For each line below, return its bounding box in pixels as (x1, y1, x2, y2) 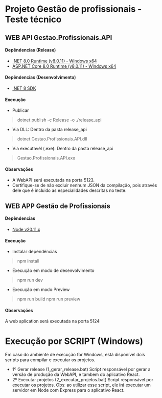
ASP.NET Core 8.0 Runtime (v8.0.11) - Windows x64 (12, 63, 116, 69)
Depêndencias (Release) (5, 47, 56, 53)
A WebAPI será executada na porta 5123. (12, 177, 95, 183)
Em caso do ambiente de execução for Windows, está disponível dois (5, 352, 145, 358)
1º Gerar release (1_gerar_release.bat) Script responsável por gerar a (12, 367, 151, 372)
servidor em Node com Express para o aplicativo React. (12, 387, 125, 393)
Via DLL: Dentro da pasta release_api (12, 127, 87, 133)
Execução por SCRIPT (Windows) (5, 335, 143, 346)
